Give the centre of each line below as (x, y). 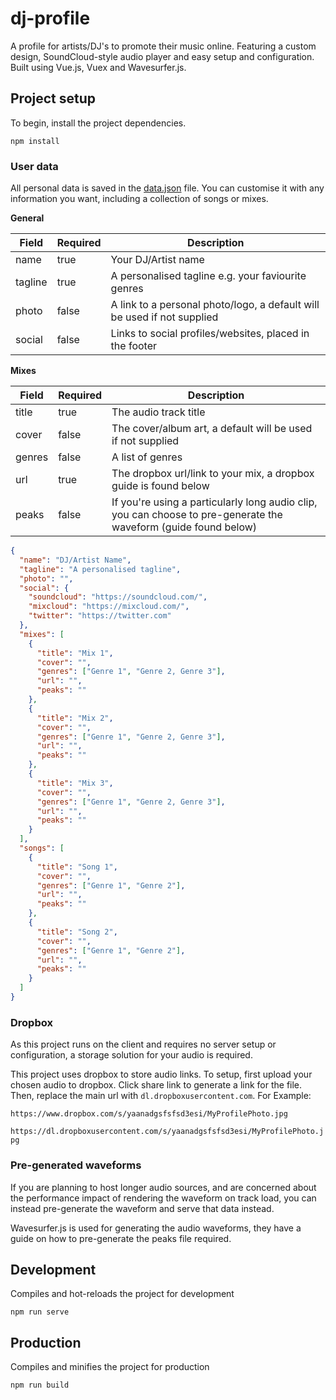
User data (34, 166)
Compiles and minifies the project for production (110, 1367)
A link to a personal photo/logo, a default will (215, 305)
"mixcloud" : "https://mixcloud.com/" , (109, 607)
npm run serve (40, 1312)
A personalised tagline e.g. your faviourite (208, 276)
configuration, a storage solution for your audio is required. (131, 1055)
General (27, 218)
